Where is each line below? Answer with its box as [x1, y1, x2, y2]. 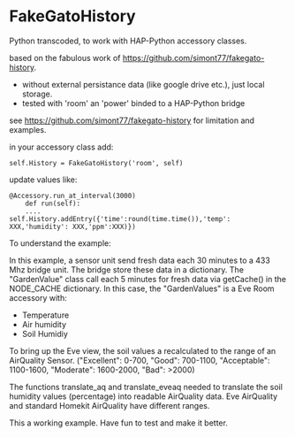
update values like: [9, 174, 78, 185]
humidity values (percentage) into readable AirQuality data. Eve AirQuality [9, 391, 278, 402]
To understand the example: [9, 237, 112, 249]
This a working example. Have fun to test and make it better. [9, 418, 228, 428]
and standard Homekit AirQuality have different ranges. [9, 400, 210, 410]
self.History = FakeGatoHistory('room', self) [9, 158, 184, 167]
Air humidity [21, 318, 67, 329]
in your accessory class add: [9, 142, 114, 152]
